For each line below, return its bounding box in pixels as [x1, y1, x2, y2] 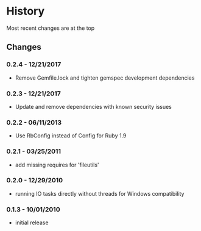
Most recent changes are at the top [6, 24, 95, 32]
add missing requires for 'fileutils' [15, 161, 99, 168]
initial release [15, 219, 49, 226]
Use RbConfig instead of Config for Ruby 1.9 [15, 132, 127, 139]
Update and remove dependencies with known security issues [15, 103, 172, 110]
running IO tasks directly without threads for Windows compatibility [15, 190, 185, 197]
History [6, 4, 45, 18]
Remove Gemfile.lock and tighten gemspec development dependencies [15, 74, 195, 81]
